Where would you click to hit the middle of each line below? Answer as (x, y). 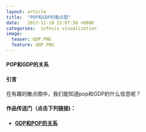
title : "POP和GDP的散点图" (39, 17)
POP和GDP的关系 (28, 65)
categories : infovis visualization (51, 28)
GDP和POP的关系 (36, 123)
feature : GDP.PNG (33, 45)
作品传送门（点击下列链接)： (41, 108)
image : (14, 34)
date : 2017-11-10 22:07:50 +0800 (50, 23)
